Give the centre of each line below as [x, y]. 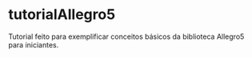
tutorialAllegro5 [62, 15]
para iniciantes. [34, 44]
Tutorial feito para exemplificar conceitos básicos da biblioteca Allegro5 [126, 36]
